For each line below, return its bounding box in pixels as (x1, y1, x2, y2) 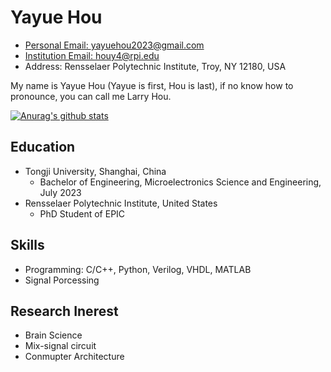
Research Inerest (10, 302, 119, 320)
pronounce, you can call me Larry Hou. (10, 90, 172, 102)
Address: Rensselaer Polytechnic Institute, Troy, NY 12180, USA (24, 60, 287, 72)
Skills (10, 237, 45, 254)
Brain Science (24, 329, 83, 341)
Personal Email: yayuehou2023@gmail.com (24, 39, 205, 51)
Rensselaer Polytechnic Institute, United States (24, 197, 218, 209)
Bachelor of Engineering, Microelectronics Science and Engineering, (39, 176, 322, 188)
